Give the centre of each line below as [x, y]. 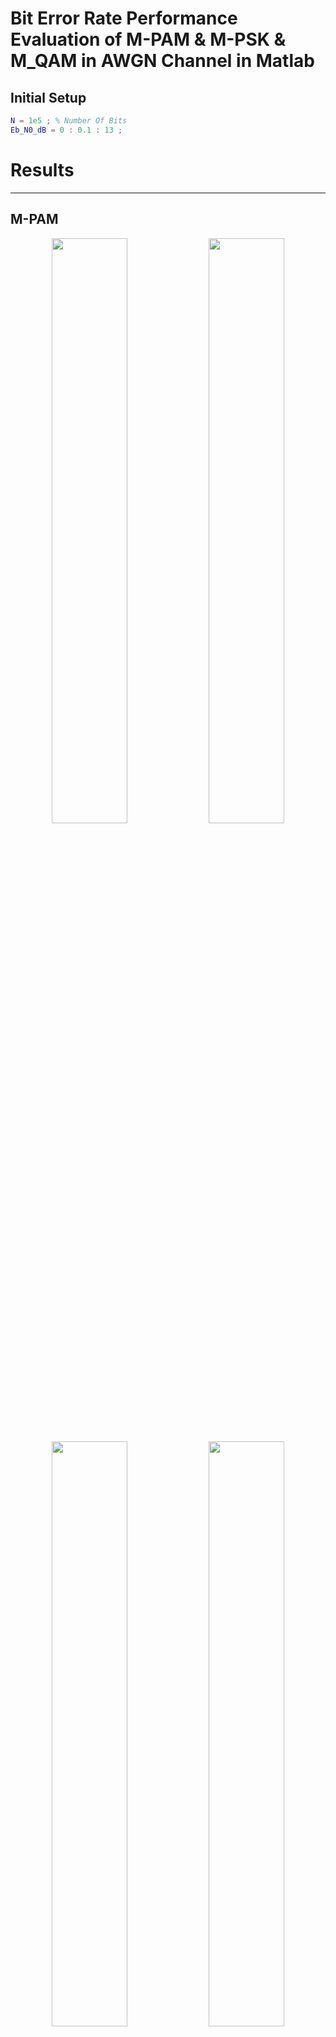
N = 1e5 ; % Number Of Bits [69, 121]
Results [42, 169]
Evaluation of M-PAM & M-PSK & [148, 39]
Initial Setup [48, 97]
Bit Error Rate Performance [124, 18]
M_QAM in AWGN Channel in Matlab [162, 61]
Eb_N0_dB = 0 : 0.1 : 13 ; [66, 130]
